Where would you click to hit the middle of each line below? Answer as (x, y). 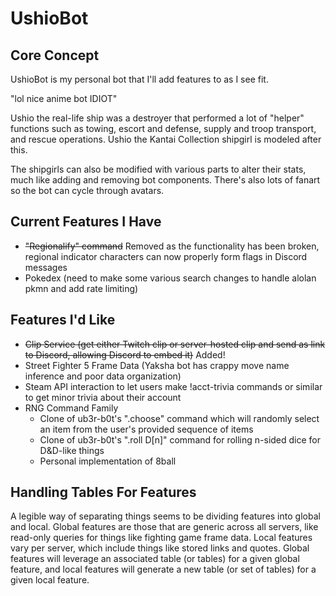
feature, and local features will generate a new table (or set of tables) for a (163, 569)
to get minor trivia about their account (103, 397)
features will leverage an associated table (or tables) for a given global (155, 559)
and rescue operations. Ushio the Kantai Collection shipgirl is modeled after (166, 139)
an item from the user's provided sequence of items (146, 429)
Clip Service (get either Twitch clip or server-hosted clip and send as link (175, 344)
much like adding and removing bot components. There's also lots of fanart (165, 180)
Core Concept (55, 55)
